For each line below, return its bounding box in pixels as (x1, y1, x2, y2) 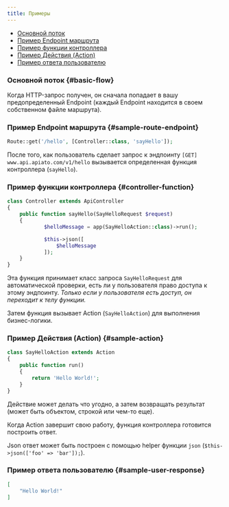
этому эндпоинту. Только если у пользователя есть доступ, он (7, 289, 192, 297)
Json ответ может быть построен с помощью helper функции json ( (7, 441, 205, 449)
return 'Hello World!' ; (32, 374, 99, 381)
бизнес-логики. (7, 317, 53, 325)
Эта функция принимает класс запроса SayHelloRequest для (7, 274, 182, 282)
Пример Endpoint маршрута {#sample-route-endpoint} (7, 122, 199, 132)
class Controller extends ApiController (7, 198, 125, 205)
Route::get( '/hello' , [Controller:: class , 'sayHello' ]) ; (7, 138, 173, 145)
